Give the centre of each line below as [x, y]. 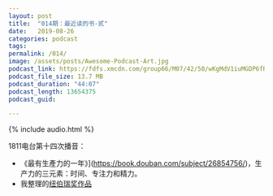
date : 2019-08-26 [41, 31]
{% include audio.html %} [52, 129]
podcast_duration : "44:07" [54, 84]
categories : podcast [43, 39]
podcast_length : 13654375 [52, 91]
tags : [17, 46]
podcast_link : [32, 69]
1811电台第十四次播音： [47, 146]
